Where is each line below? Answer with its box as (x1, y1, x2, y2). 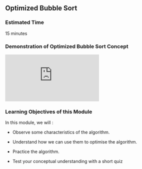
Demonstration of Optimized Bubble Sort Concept (5, 42, 128, 49)
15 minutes (5, 30, 27, 36)
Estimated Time (5, 19, 44, 26)
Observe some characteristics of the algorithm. (12, 129, 110, 135)
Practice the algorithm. (12, 148, 60, 154)
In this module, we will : (5, 119, 53, 125)
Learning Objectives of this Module (5, 108, 92, 115)
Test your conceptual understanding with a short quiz (12, 158, 123, 164)
